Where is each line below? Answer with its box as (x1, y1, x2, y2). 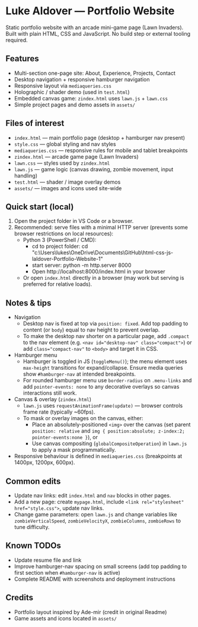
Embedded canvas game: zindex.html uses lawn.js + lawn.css (14, 94, 168, 102)
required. (5, 36, 28, 43)
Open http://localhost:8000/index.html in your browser (31, 268, 165, 275)
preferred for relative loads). (23, 281, 92, 288)
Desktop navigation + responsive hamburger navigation (14, 75, 150, 83)
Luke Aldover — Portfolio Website (5, 4, 175, 18)
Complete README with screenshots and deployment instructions (14, 575, 175, 582)
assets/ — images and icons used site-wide (14, 184, 122, 191)
